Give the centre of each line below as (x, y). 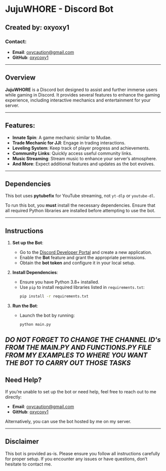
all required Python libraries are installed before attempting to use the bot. (80, 211)
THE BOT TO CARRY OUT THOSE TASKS (68, 363)
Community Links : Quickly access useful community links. (72, 153)
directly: (14, 397)
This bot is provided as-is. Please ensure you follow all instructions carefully (83, 453)
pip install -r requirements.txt (54, 296)
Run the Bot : (25, 306)
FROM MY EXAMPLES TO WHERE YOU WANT (76, 355)
